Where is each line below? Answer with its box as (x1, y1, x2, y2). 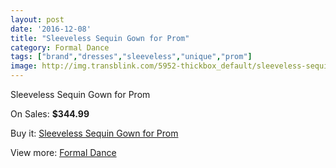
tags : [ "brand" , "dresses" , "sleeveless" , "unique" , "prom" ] (10, 52, 253, 62)
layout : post (10, 14, 65, 25)
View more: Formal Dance (10, 147, 117, 158)
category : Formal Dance (10, 42, 110, 53)
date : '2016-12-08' (10, 24, 92, 34)
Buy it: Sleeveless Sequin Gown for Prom (10, 127, 179, 139)
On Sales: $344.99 (10, 108, 90, 120)
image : (10, 61, 38, 71)
